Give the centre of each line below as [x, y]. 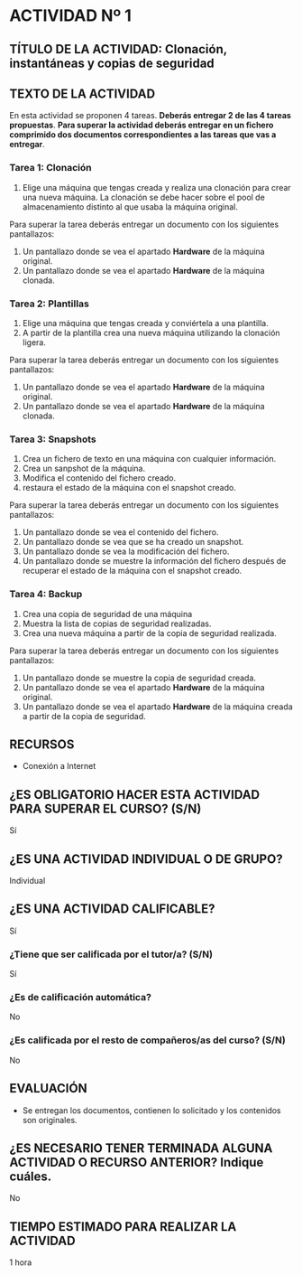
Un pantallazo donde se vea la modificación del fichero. [126, 551]
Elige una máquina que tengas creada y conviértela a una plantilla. [145, 323]
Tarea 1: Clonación [50, 168]
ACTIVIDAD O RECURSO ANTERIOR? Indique [137, 1162]
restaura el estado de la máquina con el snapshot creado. [129, 488]
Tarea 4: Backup [46, 595]
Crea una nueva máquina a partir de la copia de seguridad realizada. [149, 633]
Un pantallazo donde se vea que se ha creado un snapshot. [133, 542]
